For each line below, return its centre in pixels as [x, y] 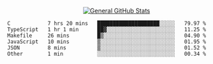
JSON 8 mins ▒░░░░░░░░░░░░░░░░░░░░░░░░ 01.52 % [107, 48]
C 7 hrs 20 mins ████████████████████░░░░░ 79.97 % [107, 24]
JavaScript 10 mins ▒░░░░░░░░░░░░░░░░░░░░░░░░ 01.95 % [107, 42]
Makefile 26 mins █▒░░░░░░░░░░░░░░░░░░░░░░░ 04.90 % [107, 35]
